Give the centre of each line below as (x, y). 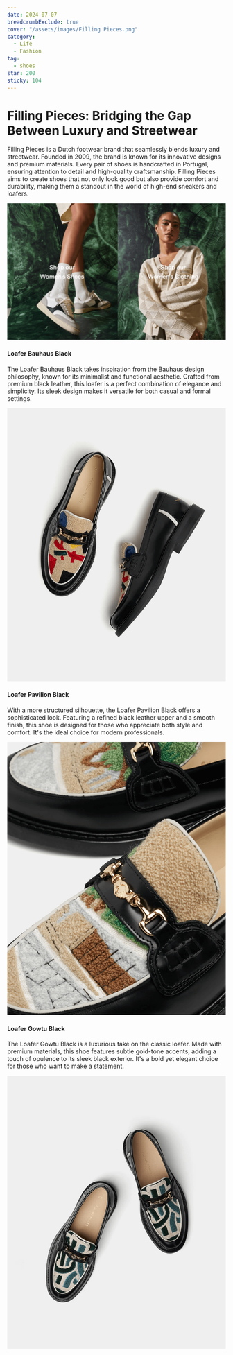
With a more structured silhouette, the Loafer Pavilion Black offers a (104, 710)
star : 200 (21, 73)
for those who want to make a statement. (66, 1066)
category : (21, 37)
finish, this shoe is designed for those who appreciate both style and (105, 725)
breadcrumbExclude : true (43, 22)
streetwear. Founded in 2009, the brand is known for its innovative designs (114, 157)
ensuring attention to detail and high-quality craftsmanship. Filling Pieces (112, 172)
